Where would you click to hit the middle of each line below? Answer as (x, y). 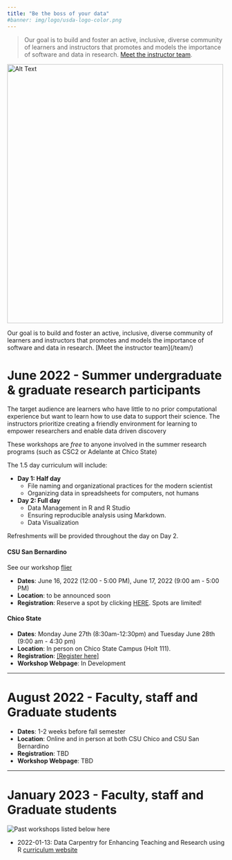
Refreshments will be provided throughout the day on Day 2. (93, 536)
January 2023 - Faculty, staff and (105, 795)
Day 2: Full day (39, 501)
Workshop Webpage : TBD (55, 761)
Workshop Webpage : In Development (71, 663)
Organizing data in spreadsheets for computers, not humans (113, 493)
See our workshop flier (40, 567)
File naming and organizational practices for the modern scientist (120, 486)
